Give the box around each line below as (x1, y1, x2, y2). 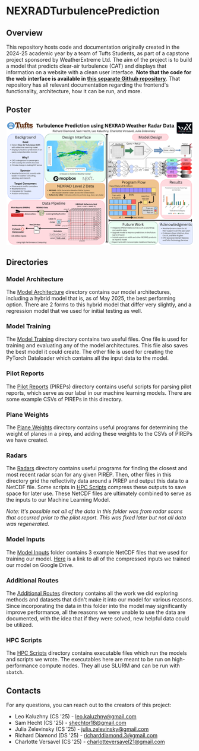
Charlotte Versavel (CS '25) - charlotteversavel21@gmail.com (14, 738, 165, 746)
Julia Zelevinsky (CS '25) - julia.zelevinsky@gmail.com (14, 725, 149, 733)
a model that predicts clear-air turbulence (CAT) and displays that (6, 62, 167, 69)
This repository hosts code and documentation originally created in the (6, 43, 180, 50)
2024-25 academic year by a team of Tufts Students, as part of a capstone (6, 50, 189, 57)
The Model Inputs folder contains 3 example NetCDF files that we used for (6, 549, 188, 556)
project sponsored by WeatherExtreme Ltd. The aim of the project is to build (6, 56, 192, 63)
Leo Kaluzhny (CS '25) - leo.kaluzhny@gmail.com (14, 713, 137, 720)
